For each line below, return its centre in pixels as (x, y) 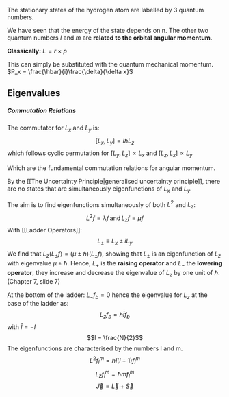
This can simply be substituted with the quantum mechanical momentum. (110, 64)
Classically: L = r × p (37, 51)
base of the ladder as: (38, 304)
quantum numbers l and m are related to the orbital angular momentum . (110, 38)
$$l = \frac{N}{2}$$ (115, 338)
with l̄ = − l (22, 327)
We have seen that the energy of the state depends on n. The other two (108, 31)
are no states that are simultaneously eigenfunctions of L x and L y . (100, 189)
